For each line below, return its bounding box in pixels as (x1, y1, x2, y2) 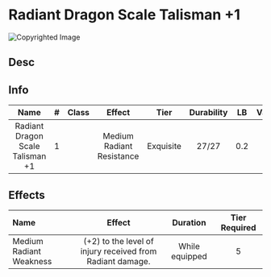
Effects (8, 188, 46, 202)
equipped (170, 250, 207, 262)
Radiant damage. (86, 255, 151, 267)
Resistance (97, 151, 140, 162)
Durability (189, 107, 228, 118)
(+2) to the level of (83, 235, 155, 246)
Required (220, 221, 256, 233)
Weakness (12, 255, 52, 267)
